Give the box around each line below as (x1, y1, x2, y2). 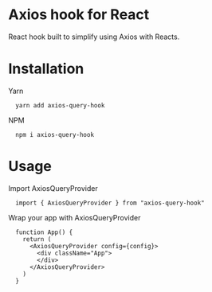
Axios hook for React (8, 6, 150, 24)
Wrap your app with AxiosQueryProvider (8, 212, 141, 222)
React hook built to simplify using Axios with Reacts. (8, 32, 180, 41)
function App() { (15, 228, 73, 236)
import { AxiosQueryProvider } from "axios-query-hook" (15, 199, 205, 207)
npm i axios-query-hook (15, 130, 94, 138)
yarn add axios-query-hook (15, 101, 105, 109)
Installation (8, 60, 84, 78)
